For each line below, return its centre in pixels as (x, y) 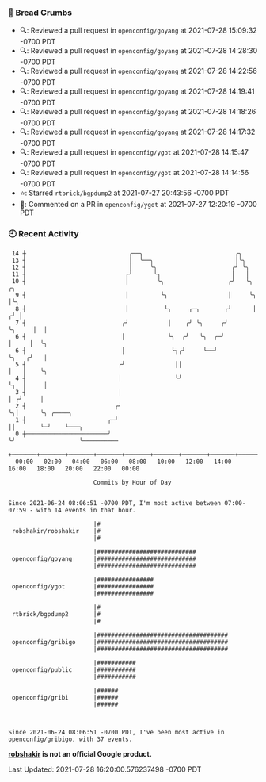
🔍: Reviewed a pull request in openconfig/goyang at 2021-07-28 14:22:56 (138, 71)
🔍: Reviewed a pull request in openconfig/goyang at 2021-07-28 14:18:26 (138, 112)
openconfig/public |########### (74, 669)
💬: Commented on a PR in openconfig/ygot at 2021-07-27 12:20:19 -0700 (138, 205)
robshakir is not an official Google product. (80, 753)
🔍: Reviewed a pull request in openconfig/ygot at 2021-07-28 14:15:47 (134, 152)
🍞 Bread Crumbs (40, 13)
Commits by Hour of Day (132, 482)
